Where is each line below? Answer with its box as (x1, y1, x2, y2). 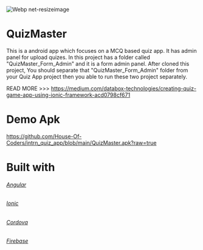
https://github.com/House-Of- (6, 133, 82, 140)
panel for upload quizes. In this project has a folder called (6, 54, 151, 61)
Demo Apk (6, 113, 61, 127)
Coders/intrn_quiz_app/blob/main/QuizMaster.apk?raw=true (6, 139, 157, 146)
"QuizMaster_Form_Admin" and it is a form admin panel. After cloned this (6, 60, 190, 67)
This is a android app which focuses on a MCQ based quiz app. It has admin (6, 47, 197, 54)
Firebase (6, 237, 29, 245)
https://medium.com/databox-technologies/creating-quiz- (50, 85, 196, 92)
